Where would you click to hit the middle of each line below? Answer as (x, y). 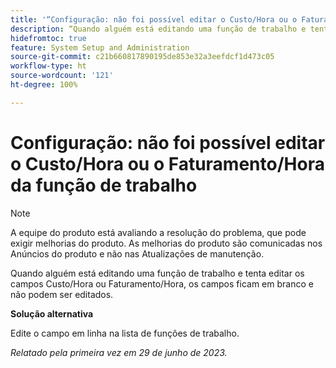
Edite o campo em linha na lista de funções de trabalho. (125, 333)
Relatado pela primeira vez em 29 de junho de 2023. (119, 352)
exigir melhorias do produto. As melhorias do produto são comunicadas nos (166, 243)
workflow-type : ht (48, 66)
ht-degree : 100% (44, 85)
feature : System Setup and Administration (100, 47)
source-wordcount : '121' (62, 76)
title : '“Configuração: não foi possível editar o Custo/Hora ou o (154, 19)
